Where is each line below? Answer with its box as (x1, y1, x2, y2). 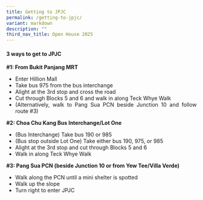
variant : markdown (6, 20, 53, 26)
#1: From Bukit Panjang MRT (6, 64, 79, 71)
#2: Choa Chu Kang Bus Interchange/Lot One (6, 119, 122, 127)
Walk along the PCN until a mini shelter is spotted (14, 174, 138, 181)
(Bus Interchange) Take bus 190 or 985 (14, 131, 112, 138)
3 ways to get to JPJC (6, 50, 62, 58)
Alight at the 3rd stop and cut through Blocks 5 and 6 (14, 144, 147, 152)
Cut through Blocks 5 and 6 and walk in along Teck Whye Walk (14, 95, 171, 102)
